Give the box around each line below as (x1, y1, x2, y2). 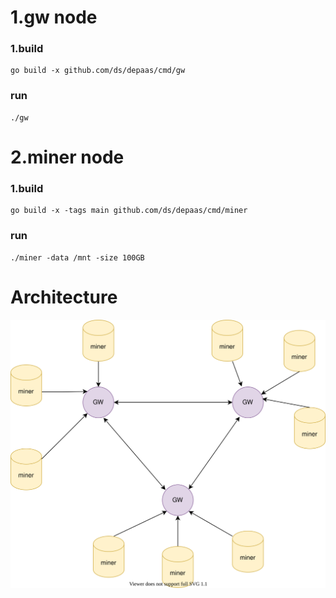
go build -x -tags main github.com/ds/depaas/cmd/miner (10, 206, 248, 216)
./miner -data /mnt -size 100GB (10, 252, 145, 263)
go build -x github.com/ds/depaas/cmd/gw (10, 66, 186, 76)
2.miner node (10, 146, 125, 168)
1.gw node (10, 6, 98, 29)
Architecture (10, 286, 118, 308)
